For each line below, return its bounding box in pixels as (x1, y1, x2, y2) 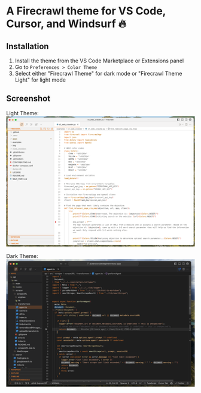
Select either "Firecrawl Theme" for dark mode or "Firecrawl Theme (14, 70, 182, 77)
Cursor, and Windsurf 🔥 (6, 17, 127, 31)
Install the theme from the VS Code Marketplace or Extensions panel (14, 57, 184, 64)
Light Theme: (6, 109, 39, 116)
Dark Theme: (6, 252, 39, 259)
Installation (6, 41, 49, 52)
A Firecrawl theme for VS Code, (6, 4, 166, 18)
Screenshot (6, 94, 51, 104)
